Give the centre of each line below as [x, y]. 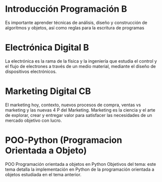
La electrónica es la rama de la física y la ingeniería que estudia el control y [81, 61]
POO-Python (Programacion [64, 140]
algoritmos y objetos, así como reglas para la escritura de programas [75, 27]
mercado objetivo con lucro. [34, 120]
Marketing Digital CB [48, 91]
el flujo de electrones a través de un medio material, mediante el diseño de [81, 66]
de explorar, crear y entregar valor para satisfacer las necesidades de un [79, 115]
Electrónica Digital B [47, 48]
